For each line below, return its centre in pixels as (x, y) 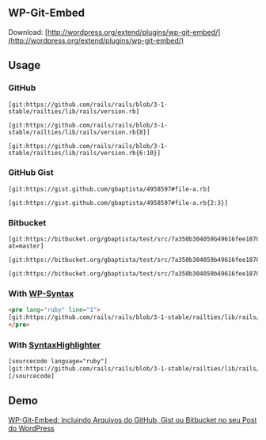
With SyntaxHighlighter (55, 345)
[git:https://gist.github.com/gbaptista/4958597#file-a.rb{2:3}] (118, 203)
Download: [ (28, 32)
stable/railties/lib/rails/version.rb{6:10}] (84, 153)
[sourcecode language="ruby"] (58, 362)
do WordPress (31, 428)
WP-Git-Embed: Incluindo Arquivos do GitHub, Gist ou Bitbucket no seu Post (133, 419)
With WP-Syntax (41, 294)
